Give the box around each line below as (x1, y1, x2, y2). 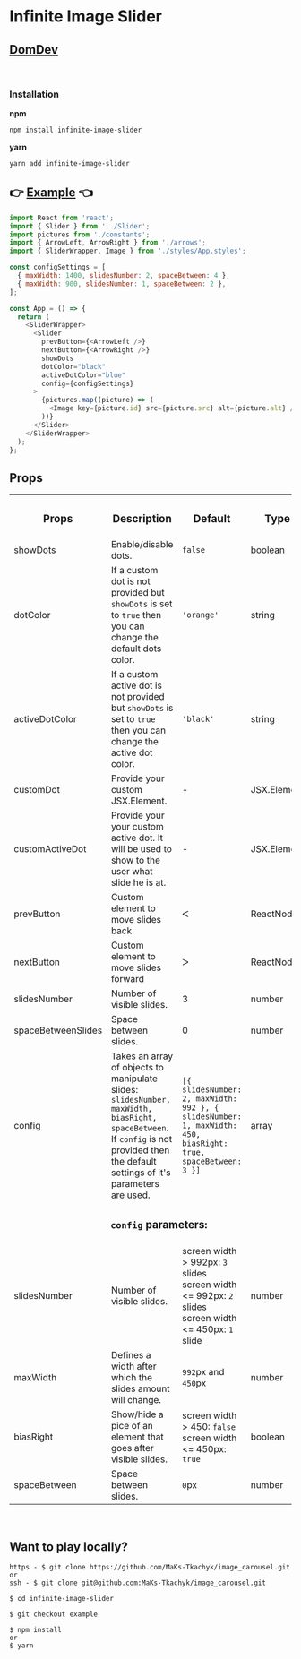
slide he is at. (110, 876, 167, 889)
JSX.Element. (110, 795, 168, 807)
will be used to (110, 843, 173, 855)
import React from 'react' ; (9, 213, 115, 222)
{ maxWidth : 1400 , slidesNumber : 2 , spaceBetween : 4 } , (17, 271, 230, 280)
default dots (110, 642, 162, 655)
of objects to (110, 1062, 164, 1074)
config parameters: (110, 1218, 208, 1233)
